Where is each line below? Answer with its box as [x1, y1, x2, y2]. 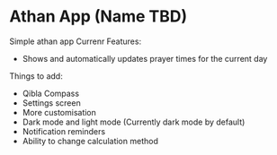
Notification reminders [22, 125, 106, 136]
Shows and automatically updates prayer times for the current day [22, 53, 268, 64]
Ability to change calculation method [22, 135, 159, 146]
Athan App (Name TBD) [9, 6, 188, 27]
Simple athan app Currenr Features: [9, 36, 142, 47]
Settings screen [22, 97, 81, 108]
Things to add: [9, 70, 63, 82]
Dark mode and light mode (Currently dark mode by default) [22, 116, 246, 127]
